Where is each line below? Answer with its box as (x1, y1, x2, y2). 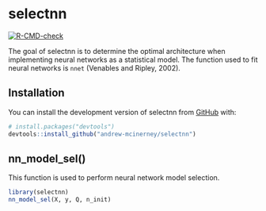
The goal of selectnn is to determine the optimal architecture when (8, 46, 226, 56)
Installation (8, 86, 65, 100)
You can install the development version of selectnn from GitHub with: (8, 107, 237, 117)
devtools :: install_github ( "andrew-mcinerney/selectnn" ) (8, 130, 196, 138)
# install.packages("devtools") (8, 122, 115, 131)
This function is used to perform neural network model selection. (8, 173, 220, 182)
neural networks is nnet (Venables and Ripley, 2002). (8, 63, 180, 72)
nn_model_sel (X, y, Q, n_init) (8, 196, 112, 204)
